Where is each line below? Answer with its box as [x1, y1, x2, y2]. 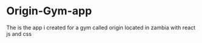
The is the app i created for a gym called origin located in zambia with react [6, 24, 196, 31]
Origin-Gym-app [6, 4, 92, 18]
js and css [6, 30, 32, 37]
